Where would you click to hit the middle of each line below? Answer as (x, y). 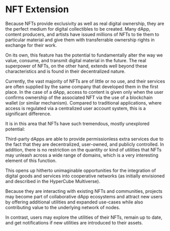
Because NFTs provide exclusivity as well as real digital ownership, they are (85, 23)
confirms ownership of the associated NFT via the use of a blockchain (79, 97)
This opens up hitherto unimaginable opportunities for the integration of (81, 170)
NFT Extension (37, 9)
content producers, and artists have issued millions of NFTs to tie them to (82, 34)
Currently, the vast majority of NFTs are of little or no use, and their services (85, 81)
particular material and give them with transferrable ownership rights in (80, 40)
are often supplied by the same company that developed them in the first (82, 86)
